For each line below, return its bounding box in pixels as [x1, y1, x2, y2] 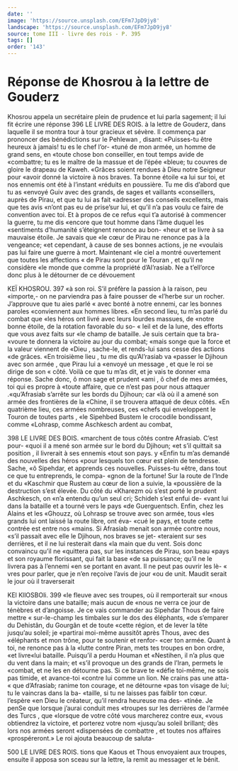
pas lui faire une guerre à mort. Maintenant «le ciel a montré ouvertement [7, 248, 221, 256]
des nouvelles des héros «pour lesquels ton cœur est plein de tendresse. [7, 456, 221, 465]
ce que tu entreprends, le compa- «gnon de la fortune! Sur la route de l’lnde [7, 471, 229, 479]
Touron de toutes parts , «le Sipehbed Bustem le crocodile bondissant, [7, 412, 213, 421]
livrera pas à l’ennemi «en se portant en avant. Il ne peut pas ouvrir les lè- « [7, 562, 227, 570]
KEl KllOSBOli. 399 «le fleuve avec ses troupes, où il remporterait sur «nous [7, 590, 228, 599]
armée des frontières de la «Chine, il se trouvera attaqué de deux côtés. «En [7, 397, 230, 406]
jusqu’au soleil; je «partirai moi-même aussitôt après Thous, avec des [7, 628, 210, 637]
